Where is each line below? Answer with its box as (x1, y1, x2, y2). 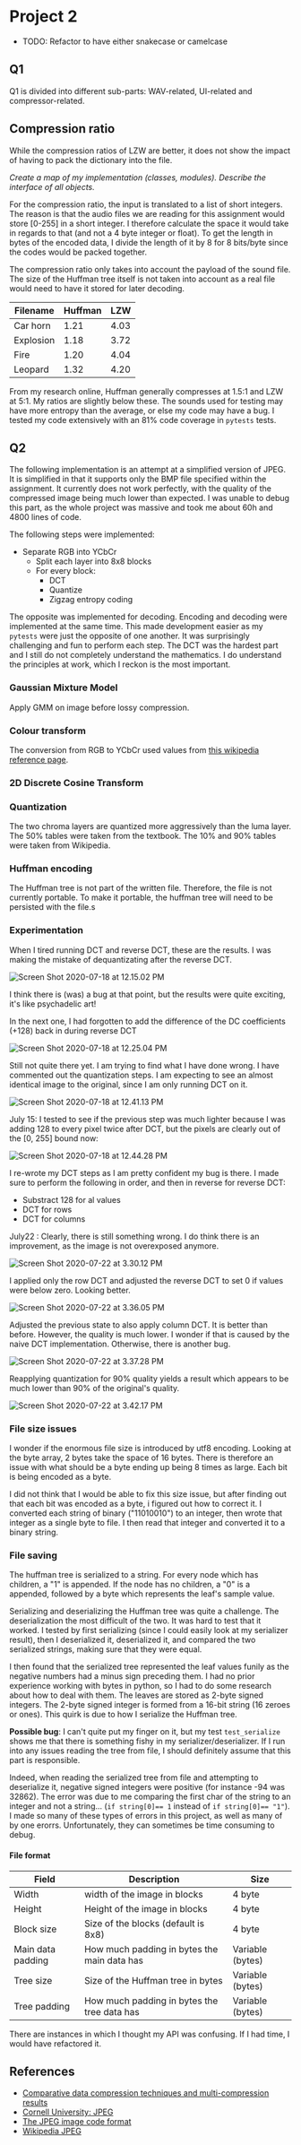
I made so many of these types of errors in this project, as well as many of (9, 1811, 283, 1821)
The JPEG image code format (21, 2116, 132, 2127)
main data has (83, 1954, 143, 1967)
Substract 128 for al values (21, 1194, 121, 1205)
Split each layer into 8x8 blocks (35, 556, 152, 567)
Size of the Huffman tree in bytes (83, 1974, 223, 1986)
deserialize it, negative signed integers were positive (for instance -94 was (9, 1782, 285, 1793)
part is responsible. (9, 1755, 81, 1766)
